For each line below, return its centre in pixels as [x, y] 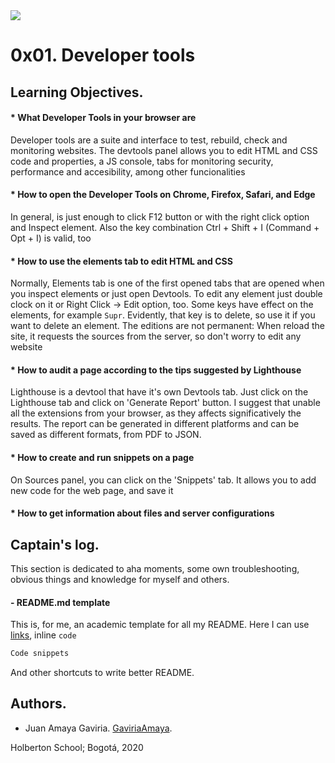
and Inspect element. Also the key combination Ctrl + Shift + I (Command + [165, 227]
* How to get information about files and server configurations [142, 513]
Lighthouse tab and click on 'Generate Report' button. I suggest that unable [165, 403]
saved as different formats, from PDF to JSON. [106, 435]
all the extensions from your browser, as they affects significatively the [156, 413]
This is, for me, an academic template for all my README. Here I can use [160, 625]
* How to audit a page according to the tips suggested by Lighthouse [156, 370]
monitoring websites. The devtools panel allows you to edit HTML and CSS [164, 150]
